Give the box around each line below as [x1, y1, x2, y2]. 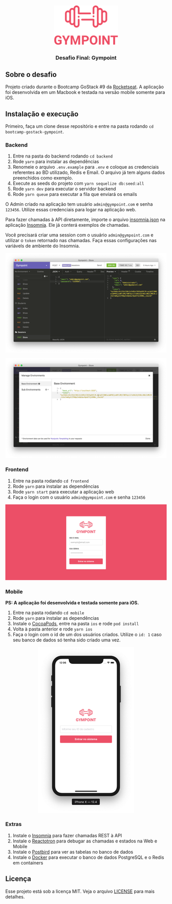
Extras [5, 821, 22, 828]
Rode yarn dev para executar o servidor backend [12, 186, 116, 192]
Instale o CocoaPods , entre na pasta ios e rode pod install [12, 621, 139, 627]
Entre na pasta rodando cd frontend [12, 478, 89, 484]
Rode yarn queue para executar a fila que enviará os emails [12, 191, 137, 198]
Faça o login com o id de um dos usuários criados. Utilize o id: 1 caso [12, 632, 162, 638]
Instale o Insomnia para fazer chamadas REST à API [12, 832, 122, 838]
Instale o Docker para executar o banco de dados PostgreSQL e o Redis [12, 854, 164, 860]
